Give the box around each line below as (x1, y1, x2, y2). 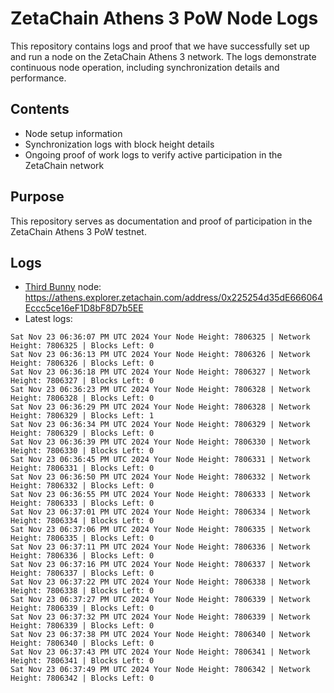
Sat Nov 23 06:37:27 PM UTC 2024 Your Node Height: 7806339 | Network (10, 595, 311, 605)
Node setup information (24, 127, 123, 139)
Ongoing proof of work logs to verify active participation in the (24, 148, 283, 161)
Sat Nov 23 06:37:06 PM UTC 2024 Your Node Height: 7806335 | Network (10, 525, 311, 535)
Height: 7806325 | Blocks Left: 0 (10, 341, 155, 351)
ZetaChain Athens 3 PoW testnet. (10, 225, 147, 237)
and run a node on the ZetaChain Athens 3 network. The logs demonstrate (10, 50, 317, 62)
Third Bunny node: (24, 281, 102, 293)
